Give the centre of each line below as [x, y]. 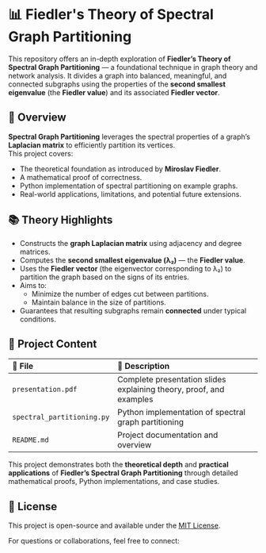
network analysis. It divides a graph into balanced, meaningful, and [118, 75]
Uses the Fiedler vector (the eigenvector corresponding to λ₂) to [125, 268]
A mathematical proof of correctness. [81, 177]
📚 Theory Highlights [61, 220]
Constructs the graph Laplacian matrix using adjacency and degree [131, 243]
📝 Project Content [53, 344]
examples [135, 399]
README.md [30, 440]
